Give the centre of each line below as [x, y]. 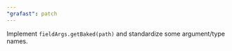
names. [17, 41]
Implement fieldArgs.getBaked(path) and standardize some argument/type [116, 34]
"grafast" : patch [32, 14]
